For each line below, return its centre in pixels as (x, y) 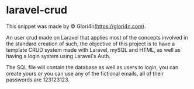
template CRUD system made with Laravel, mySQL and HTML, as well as (93, 49)
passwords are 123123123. (38, 80)
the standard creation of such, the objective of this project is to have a (91, 44)
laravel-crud (37, 10)
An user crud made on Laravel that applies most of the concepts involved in (97, 37)
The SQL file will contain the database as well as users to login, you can (92, 67)
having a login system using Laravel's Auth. (58, 56)
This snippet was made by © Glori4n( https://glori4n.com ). (76, 26)
